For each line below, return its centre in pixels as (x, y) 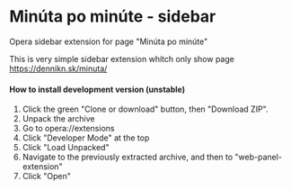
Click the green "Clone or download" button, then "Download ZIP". (145, 109)
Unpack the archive (58, 119)
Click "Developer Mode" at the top (86, 138)
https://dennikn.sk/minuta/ (58, 68)
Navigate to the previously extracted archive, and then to (128, 157)
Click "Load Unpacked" (66, 148)
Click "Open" (47, 176)
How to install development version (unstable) (97, 89)
